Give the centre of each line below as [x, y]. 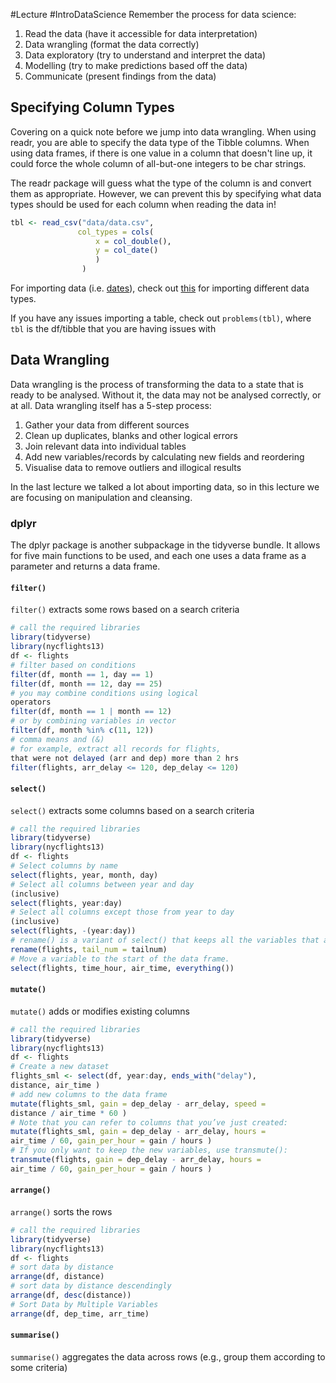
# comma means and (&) [57, 739]
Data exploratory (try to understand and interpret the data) [145, 55]
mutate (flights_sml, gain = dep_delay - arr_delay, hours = [138, 1132]
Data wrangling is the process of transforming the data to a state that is [157, 384]
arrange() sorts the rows [61, 1211]
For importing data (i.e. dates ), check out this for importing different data [160, 288]
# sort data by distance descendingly [91, 1286]
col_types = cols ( [116, 232]
